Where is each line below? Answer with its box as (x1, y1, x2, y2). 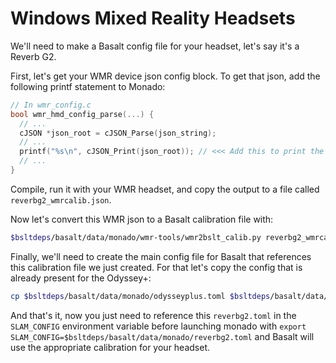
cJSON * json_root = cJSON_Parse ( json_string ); (19, 128, 217, 138)
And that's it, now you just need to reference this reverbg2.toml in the (10, 309, 297, 321)
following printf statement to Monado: (10, 80, 166, 92)
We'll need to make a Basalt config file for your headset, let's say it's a (10, 40, 300, 52)
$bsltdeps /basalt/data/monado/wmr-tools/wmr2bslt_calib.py (10, 232, 262, 242)
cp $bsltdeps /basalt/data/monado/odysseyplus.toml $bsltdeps (10, 291, 271, 301)
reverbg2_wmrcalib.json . (10, 193, 112, 206)
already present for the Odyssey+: (10, 272, 152, 284)
